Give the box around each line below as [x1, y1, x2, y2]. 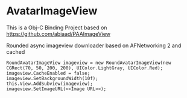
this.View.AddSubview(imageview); [6, 81, 93, 87]
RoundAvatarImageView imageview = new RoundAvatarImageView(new [6, 60, 171, 66]
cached [6, 48, 25, 55]
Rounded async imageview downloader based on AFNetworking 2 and [6, 42, 182, 49]
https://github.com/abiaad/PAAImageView [6, 30, 110, 37]
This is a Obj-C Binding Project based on [6, 24, 107, 31]
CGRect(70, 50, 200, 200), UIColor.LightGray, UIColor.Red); [6, 65, 163, 71]
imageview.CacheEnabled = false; [6, 70, 90, 76]
